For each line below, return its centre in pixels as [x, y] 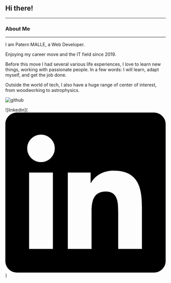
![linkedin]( [17, 110]
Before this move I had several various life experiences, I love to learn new [83, 64]
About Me [18, 28]
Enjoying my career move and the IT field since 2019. [61, 54]
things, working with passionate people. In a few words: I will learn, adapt [82, 70]
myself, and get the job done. [36, 75]
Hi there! [19, 8]
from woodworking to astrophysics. [42, 90]
